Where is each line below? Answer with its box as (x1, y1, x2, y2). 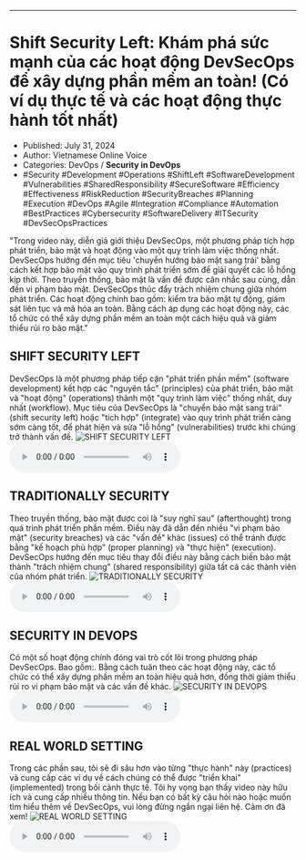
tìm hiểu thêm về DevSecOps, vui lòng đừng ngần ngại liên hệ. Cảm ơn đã (9, 802, 286, 813)
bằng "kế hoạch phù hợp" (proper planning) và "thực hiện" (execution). (9, 542, 276, 553)
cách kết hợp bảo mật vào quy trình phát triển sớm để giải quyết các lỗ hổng (9, 264, 296, 275)
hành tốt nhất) (9, 110, 119, 130)
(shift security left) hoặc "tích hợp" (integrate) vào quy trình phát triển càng (9, 411, 291, 422)
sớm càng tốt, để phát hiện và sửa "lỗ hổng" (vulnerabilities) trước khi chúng (9, 421, 296, 432)
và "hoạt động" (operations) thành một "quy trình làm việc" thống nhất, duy (9, 392, 292, 403)
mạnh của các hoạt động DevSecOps (9, 52, 295, 73)
